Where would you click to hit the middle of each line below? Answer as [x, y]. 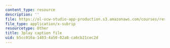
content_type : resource [30, 10]
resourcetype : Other [27, 28]
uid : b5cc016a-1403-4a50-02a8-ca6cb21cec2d [52, 38]
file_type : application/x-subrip [40, 24]
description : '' [22, 14]
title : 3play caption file [34, 33]
